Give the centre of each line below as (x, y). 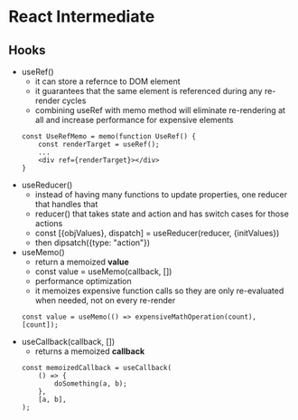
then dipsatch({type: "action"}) (93, 243)
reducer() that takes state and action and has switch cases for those (162, 214)
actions (49, 223)
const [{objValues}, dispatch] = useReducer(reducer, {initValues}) (157, 233)
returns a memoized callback (90, 351)
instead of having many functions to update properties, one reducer (161, 195)
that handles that (66, 204)
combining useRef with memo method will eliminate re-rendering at (160, 110)
